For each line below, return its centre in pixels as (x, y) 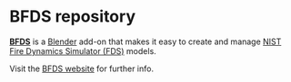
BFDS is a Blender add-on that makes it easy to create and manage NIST (145, 41)
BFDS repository (73, 17)
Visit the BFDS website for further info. (82, 68)
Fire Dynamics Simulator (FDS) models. (83, 50)
